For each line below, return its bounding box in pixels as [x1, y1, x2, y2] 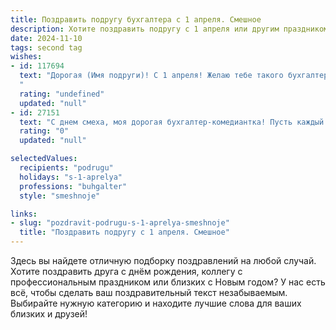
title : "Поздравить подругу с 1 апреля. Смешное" [19, 227, 230, 238]
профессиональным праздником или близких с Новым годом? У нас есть [10, 276, 326, 288]
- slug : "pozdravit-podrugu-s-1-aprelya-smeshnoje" [10, 218, 230, 228]
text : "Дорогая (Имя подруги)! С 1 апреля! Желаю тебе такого [19, 71, 284, 81]
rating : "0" [19, 126, 70, 136]
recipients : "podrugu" [19, 163, 114, 173]
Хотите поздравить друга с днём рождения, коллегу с [10, 266, 243, 277]
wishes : [10, 52, 43, 62]
